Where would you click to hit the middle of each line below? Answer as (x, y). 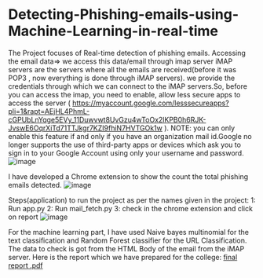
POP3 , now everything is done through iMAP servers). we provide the (122, 78)
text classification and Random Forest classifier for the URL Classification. (128, 240)
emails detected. (35, 185)
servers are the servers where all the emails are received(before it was (122, 69)
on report (23, 217)
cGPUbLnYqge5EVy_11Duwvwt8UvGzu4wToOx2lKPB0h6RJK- (107, 119)
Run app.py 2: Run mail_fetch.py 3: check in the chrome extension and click (131, 208)
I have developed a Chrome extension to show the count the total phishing (128, 176)
